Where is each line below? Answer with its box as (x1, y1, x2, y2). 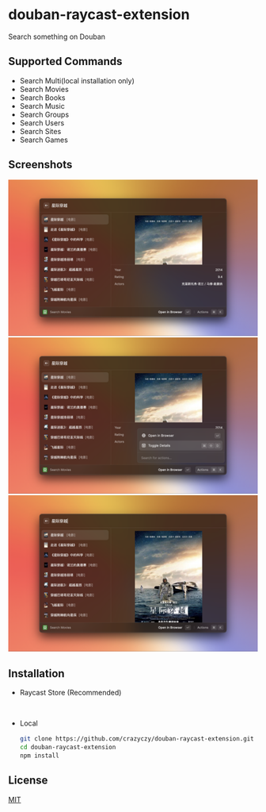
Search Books (19, 93, 66, 102)
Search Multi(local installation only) (19, 75, 135, 85)
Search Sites (19, 126, 62, 136)
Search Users (19, 117, 65, 128)
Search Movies (19, 84, 69, 94)
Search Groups (19, 110, 70, 119)
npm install (19, 752, 59, 760)
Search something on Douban (8, 32, 105, 41)
